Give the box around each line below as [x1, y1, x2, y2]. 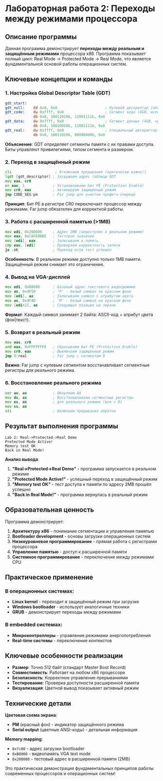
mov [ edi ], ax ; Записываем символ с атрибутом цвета [5, 293, 133, 298]
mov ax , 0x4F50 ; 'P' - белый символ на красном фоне [5, 289, 131, 294]
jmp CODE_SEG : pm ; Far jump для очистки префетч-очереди [5, 192, 136, 197]
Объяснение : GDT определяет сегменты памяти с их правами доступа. [5, 141, 155, 147]
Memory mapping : [5, 736, 43, 742]
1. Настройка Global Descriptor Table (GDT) [5, 90, 111, 96]
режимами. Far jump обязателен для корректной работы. [5, 206, 124, 212]
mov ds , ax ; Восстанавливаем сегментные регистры [5, 395, 133, 400]
